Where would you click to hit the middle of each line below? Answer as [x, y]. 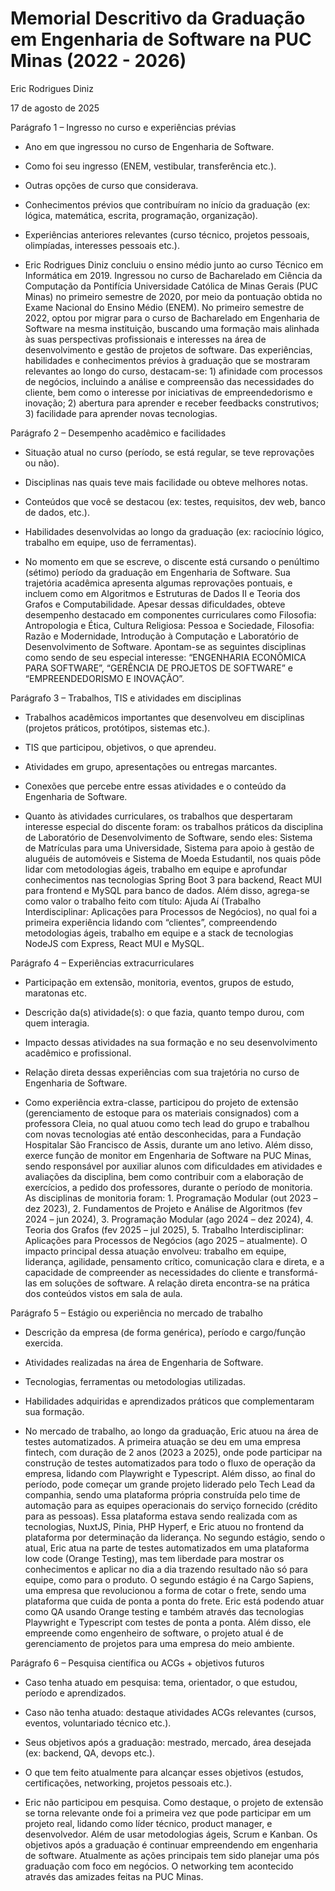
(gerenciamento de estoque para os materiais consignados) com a [162, 1113]
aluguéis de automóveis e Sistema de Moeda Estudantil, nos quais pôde [173, 858]
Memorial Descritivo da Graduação [158, 18]
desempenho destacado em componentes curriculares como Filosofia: [170, 614]
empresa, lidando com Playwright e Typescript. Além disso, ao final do [170, 1473]
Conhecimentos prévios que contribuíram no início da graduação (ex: [167, 204]
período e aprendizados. [75, 1693]
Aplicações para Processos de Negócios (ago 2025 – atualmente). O [166, 1240]
